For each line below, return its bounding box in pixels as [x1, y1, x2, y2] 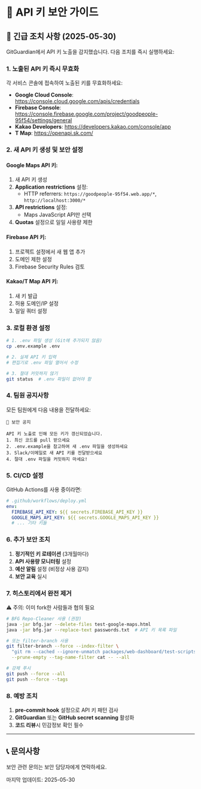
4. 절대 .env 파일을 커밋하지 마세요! [6, 456, 88, 462]
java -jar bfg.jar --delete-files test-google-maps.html [6, 621, 151, 627]
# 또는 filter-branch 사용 [6, 637, 69, 644]
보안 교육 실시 [14, 573, 47, 580]
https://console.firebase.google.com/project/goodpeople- [14, 110, 159, 117]
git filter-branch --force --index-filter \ [6, 643, 119, 649]
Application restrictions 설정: [14, 183, 88, 191]
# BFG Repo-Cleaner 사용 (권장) [6, 615, 82, 622]
